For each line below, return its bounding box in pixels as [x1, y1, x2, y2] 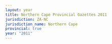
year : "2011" [5, 31, 33, 36]
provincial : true [5, 26, 42, 31]
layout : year [5, 7, 33, 13]
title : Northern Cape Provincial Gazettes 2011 [5, 12, 107, 17]
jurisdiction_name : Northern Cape [5, 21, 78, 27]
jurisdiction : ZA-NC [5, 17, 49, 22]
